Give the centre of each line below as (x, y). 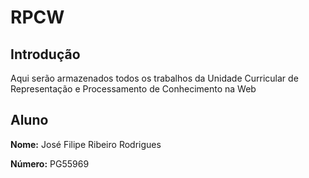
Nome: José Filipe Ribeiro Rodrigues (86, 144)
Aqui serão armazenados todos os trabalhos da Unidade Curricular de (154, 78)
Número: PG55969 (50, 163)
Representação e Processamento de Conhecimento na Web (133, 89)
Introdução (45, 54)
